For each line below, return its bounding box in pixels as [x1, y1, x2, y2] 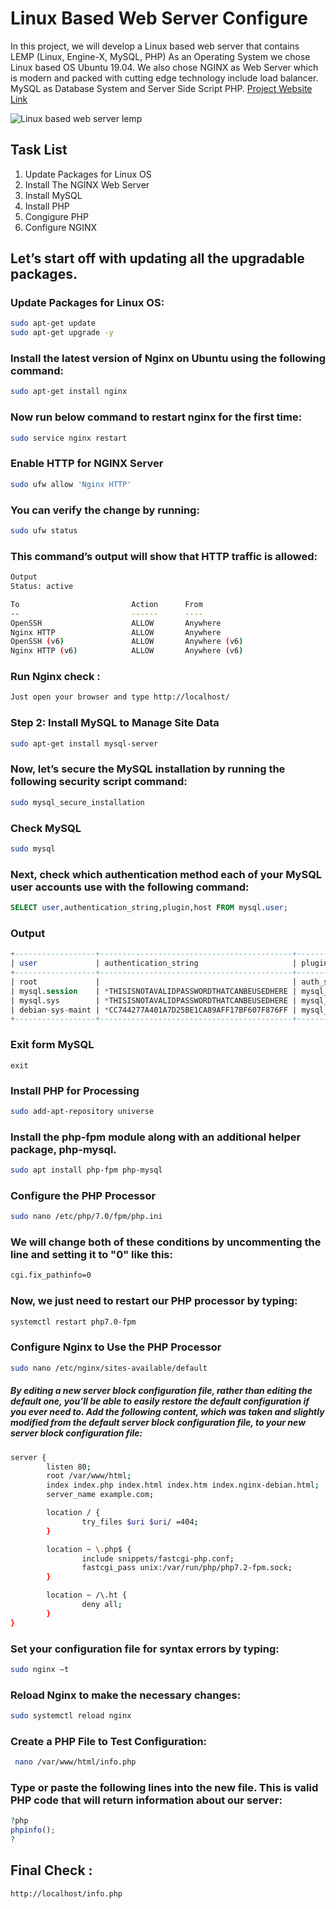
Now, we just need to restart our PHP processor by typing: [10, 1294, 298, 1308]
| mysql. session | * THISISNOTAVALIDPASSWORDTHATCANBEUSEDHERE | [10, 986, 298, 996]
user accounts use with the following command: [10, 880, 250, 894]
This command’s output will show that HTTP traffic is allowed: [10, 549, 318, 563]
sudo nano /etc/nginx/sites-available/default [10, 1363, 208, 1373]
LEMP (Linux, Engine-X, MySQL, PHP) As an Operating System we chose [10, 50, 311, 62]
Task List [10, 142, 68, 159]
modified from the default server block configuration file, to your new [10, 1417, 307, 1429]
